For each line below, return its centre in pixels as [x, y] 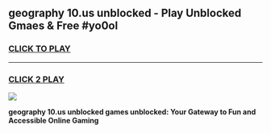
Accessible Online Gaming [54, 120]
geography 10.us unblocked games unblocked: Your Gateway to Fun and [132, 111]
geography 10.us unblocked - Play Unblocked [125, 13]
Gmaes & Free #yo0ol [63, 26]
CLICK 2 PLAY [36, 79]
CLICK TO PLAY [40, 49]
